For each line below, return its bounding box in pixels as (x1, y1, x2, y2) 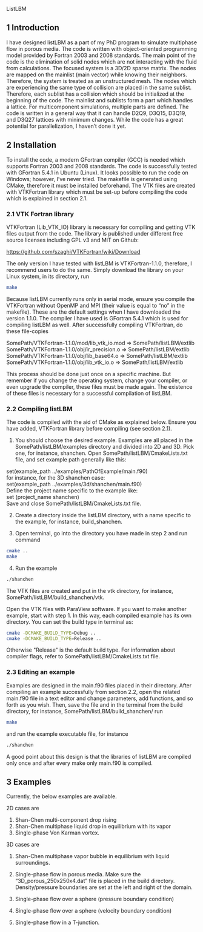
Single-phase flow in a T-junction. (15, 919, 100, 926)
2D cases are (6, 805, 39, 812)
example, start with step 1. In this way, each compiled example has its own (6, 612, 192, 619)
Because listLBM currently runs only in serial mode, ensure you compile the (6, 295, 195, 302)
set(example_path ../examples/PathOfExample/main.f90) (6, 468, 148, 475)
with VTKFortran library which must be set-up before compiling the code (6, 188, 188, 196)
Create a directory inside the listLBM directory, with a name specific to (15, 512, 191, 519)
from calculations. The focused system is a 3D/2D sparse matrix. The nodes (6, 64, 196, 71)
